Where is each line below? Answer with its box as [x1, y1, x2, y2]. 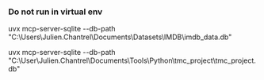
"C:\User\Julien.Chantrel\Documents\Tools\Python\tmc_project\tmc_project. [8, 56, 256, 65]
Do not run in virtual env [8, 6, 103, 17]
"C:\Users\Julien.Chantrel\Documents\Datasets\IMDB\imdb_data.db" [8, 32, 232, 42]
